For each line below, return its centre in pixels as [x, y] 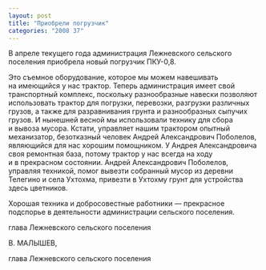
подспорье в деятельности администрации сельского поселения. [121, 212]
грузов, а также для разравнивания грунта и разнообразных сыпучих [128, 111]
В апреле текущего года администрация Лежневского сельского [120, 54]
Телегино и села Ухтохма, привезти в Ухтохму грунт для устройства [126, 179]
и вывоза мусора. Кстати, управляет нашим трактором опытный [119, 128]
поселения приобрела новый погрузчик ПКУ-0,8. [92, 62]
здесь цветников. [38, 188]
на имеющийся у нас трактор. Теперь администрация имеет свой [121, 86]
